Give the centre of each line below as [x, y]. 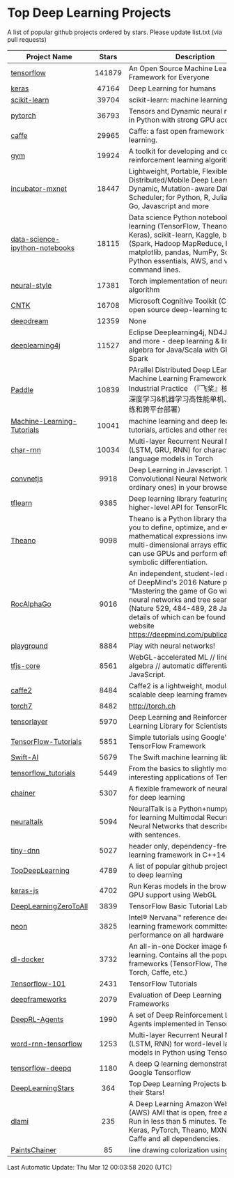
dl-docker [28, 959]
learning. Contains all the [169, 954]
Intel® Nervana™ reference [172, 917]
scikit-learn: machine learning [178, 100]
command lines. [155, 270]
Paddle [22, 389]
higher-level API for [161, 507]
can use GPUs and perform [173, 553]
